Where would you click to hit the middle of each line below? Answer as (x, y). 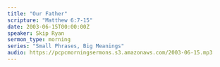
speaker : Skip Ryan (36, 33)
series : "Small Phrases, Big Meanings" (66, 46)
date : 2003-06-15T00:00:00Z (49, 27)
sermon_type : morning (39, 40)
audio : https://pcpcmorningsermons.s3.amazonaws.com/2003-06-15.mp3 (110, 53)
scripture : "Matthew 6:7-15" (50, 20)
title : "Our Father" (38, 14)
